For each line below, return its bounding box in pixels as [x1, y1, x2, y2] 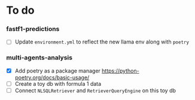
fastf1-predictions [6, 25, 60, 33]
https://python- [101, 67, 139, 74]
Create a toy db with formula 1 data [14, 80, 102, 87]
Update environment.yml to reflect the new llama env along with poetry [14, 38, 190, 45]
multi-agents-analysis [6, 54, 73, 62]
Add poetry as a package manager [14, 67, 100, 74]
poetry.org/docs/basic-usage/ [14, 74, 90, 81]
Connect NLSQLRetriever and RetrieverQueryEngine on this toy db [14, 87, 176, 94]
